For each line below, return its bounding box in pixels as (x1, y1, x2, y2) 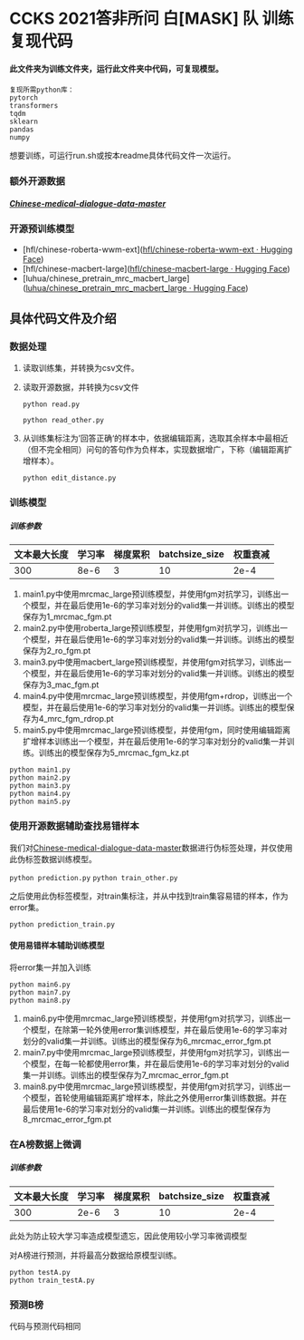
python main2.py (9, 773, 71, 782)
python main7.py (9, 987, 71, 997)
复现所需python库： (9, 85, 75, 95)
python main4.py (9, 790, 71, 799)
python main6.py (9, 980, 71, 989)
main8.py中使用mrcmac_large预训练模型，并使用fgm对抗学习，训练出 (22, 1081, 283, 1092)
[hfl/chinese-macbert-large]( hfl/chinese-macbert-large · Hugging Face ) (22, 263, 291, 274)
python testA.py (9, 1267, 71, 1277)
